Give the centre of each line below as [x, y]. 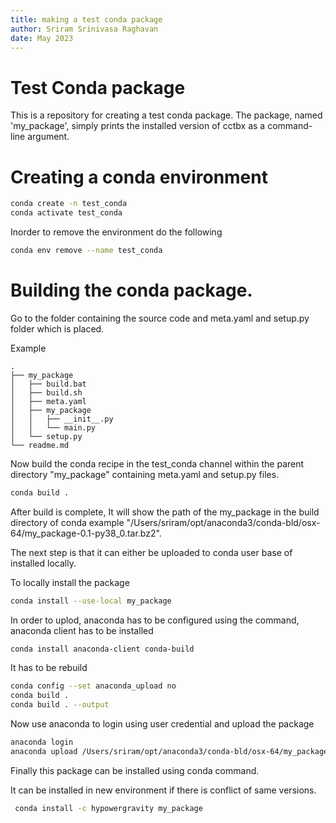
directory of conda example [67, 522]
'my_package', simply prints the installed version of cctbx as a [138, 126]
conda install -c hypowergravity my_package [108, 808]
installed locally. [43, 563]
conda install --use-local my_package [91, 601]
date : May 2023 [42, 38]
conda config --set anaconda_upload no [93, 686]
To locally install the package [70, 582]
